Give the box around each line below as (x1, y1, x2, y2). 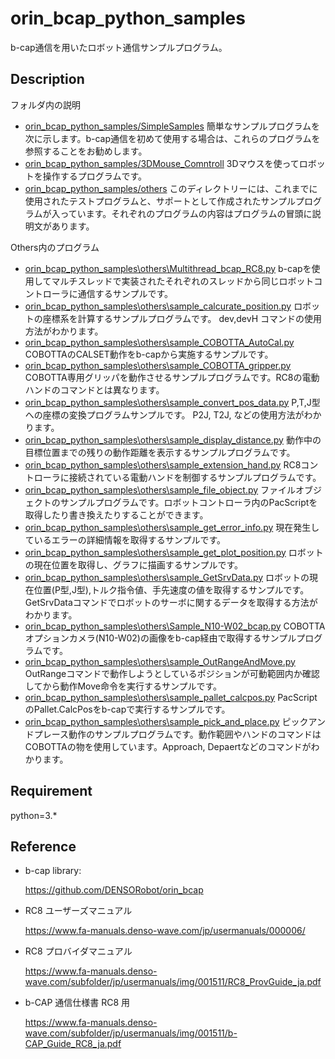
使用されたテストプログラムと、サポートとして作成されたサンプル (24, 195, 296, 207)
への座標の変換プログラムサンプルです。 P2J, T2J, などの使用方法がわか (24, 408, 322, 421)
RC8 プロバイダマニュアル (24, 945, 133, 957)
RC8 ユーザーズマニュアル (24, 905, 133, 917)
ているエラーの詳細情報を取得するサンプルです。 (24, 533, 226, 546)
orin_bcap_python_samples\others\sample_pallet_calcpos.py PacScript (24, 691, 318, 703)
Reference (10, 838, 77, 855)
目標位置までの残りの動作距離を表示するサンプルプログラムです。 (24, 446, 296, 458)
